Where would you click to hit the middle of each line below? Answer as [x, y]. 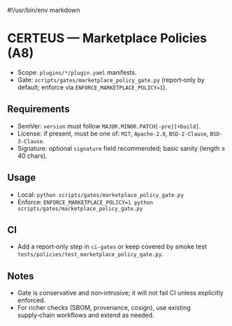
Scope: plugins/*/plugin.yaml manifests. [77, 72]
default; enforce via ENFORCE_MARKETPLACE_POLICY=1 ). [92, 87]
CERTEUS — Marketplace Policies [107, 38]
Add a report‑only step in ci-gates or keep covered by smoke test [112, 246]
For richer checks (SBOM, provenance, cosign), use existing [104, 308]
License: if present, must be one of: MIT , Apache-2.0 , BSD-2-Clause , [113, 133]
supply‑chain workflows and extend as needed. [86, 315]
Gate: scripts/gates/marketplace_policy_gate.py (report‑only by [111, 80]
